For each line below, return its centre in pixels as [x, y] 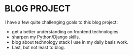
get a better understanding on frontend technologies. [66, 31]
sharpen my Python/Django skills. [46, 37]
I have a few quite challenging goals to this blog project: [61, 22]
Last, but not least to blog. [38, 47]
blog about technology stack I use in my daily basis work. [70, 42]
